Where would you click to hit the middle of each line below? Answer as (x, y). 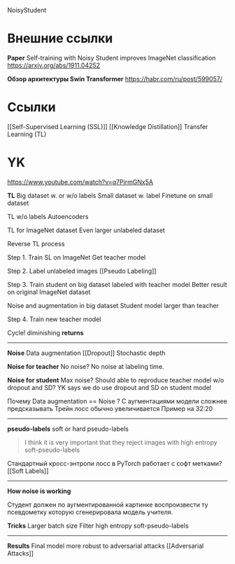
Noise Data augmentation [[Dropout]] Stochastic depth (86, 353)
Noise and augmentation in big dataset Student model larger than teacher (113, 305)
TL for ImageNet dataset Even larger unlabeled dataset (86, 230)
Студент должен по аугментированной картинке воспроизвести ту (108, 504)
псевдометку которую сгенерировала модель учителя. (90, 512)
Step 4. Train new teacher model (54, 319)
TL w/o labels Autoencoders (48, 216)
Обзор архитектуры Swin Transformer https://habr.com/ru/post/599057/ (115, 79)
